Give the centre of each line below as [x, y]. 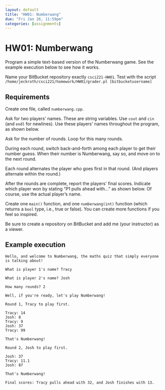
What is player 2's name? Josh [38, 278]
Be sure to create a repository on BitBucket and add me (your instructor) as [82, 224]
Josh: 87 [14, 365]
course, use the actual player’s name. [43, 194]
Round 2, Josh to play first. [37, 348]
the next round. [21, 159]
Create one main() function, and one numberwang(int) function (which [76, 204]
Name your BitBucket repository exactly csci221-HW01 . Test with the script [81, 77]
